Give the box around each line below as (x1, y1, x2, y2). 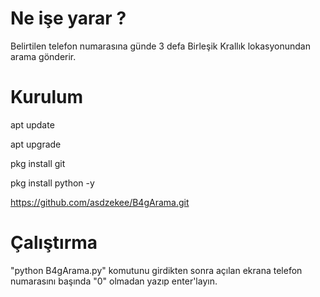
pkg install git (10, 157, 66, 169)
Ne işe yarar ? (10, 7, 127, 30)
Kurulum (10, 86, 84, 109)
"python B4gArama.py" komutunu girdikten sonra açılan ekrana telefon (10, 264, 303, 276)
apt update (10, 118, 55, 131)
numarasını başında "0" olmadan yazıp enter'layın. (10, 275, 218, 287)
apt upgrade (10, 138, 62, 150)
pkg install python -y (10, 177, 95, 189)
